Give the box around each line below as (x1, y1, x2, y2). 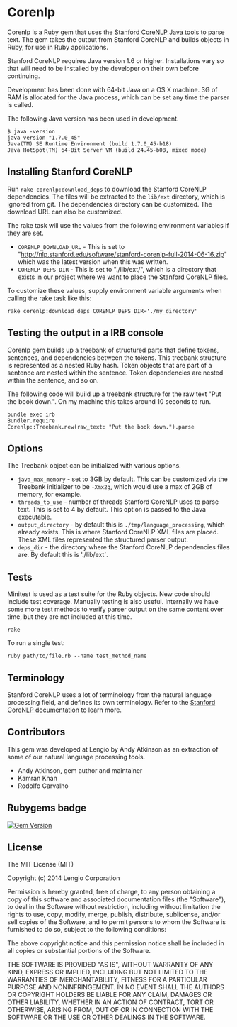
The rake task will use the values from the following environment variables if (7, 221, 229, 229)
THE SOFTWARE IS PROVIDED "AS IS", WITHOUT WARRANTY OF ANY (7, 960, 214, 969)
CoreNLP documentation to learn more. (7, 705, 122, 714)
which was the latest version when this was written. (17, 257, 168, 266)
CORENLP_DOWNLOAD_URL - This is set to (17, 242, 125, 251)
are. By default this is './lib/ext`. (17, 551, 108, 559)
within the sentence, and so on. (7, 375, 99, 384)
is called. (7, 100, 34, 109)
